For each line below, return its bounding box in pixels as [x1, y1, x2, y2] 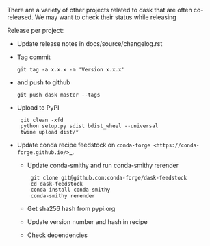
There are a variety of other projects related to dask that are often [7, 6, 193, 14]
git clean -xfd [20, 116, 64, 123]
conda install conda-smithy [30, 186, 111, 193]
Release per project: [7, 27, 64, 34]
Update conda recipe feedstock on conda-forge [16, 140, 150, 149]
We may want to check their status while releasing [34, 13, 176, 21]
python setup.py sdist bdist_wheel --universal [20, 123, 159, 130]
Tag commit [16, 53, 51, 61]
